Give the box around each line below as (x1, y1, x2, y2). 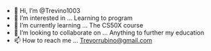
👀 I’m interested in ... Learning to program (13, 14, 133, 22)
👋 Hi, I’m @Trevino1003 (13, 7, 81, 14)
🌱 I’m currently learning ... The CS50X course (13, 21, 144, 29)
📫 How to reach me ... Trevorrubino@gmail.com (13, 37, 153, 44)
